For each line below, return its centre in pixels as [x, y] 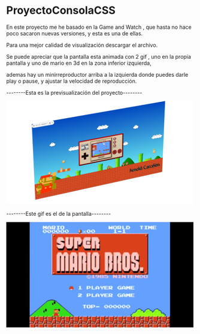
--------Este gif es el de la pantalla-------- [59, 213]
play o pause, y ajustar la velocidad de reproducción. [72, 81]
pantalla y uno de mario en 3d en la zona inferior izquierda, [79, 63]
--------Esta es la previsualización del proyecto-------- [74, 92]
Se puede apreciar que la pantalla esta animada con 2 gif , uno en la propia [99, 56]
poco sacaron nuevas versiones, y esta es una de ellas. [75, 33]
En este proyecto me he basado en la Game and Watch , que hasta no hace [99, 27]
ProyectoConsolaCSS [61, 10]
